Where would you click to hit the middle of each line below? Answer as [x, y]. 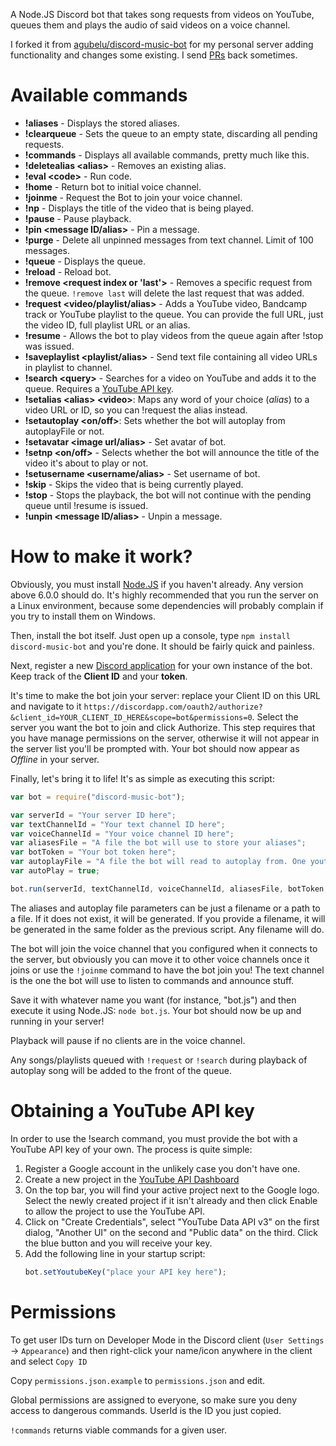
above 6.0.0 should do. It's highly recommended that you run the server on [164, 595]
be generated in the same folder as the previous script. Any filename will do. [167, 929]
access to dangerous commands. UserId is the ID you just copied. [146, 1410]
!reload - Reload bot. [68, 271]
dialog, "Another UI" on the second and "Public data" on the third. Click [171, 1232]
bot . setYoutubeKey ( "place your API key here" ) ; [126, 1272]
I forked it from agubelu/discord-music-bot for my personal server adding [162, 44]
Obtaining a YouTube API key [132, 1110]
